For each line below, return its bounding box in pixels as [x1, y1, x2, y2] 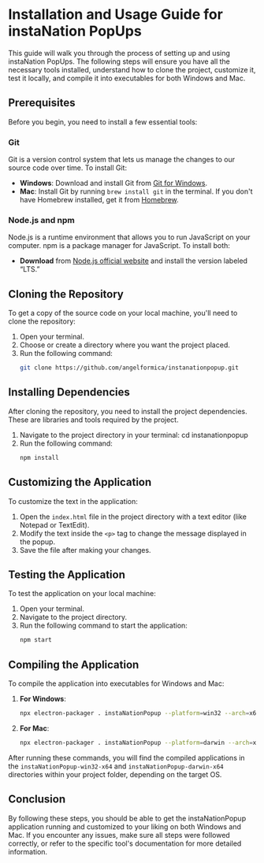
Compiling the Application [8, 657, 139, 671]
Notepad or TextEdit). [19, 520, 90, 529]
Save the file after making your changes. [19, 545, 151, 554]
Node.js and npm [8, 214, 75, 225]
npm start [19, 636, 53, 644]
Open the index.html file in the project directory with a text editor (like [19, 512, 247, 521]
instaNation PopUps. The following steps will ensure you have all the [8, 57, 231, 66]
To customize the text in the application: [8, 496, 138, 506]
